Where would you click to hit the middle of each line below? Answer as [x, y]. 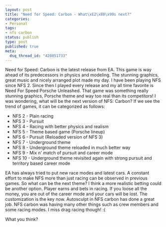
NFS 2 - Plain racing [33, 116]
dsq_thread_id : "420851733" [39, 56]
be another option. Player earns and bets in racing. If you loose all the [76, 189]
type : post [16, 42]
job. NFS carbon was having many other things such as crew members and [82, 204]
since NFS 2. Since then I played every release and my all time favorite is [79, 86]
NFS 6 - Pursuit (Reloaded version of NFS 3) [57, 137]
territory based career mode [41, 163]
